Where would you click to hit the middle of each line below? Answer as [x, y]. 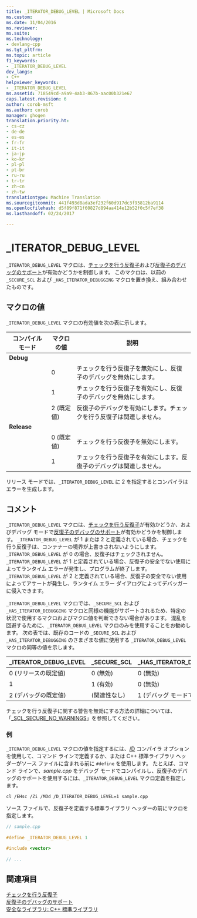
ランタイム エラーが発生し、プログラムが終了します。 [86, 568]
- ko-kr [16, 159]
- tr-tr [16, 181]
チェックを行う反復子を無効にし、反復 [130, 368]
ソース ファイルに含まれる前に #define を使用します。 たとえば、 [100, 763]
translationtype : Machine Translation [53, 197]
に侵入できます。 [26, 591]
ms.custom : [19, 17]
